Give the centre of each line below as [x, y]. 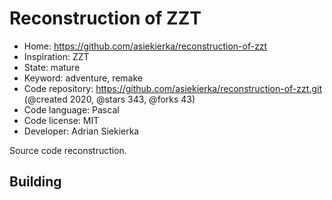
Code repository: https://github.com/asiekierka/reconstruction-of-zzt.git [172, 88]
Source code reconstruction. [68, 150]
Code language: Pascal [71, 109]
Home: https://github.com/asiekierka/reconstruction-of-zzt [145, 46]
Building [35, 182]
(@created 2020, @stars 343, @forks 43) [109, 99]
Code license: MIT [61, 120]
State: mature [52, 67]
